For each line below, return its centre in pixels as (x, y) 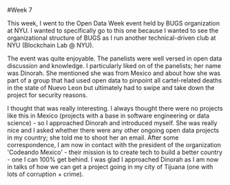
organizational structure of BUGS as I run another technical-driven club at (112, 38)
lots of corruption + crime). (45, 174)
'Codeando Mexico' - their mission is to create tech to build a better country (115, 152)
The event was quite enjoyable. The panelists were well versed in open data (115, 58)
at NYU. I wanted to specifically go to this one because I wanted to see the (113, 31)
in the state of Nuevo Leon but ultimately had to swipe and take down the (111, 88)
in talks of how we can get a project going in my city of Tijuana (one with (110, 167)
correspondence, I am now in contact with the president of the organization (114, 145)
